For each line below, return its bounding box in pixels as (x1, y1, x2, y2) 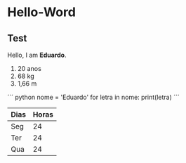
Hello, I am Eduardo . (7, 51, 67, 59)
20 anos (17, 65, 42, 72)
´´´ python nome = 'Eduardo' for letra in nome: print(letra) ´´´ (7, 93, 180, 101)
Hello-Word (7, 4, 76, 20)
